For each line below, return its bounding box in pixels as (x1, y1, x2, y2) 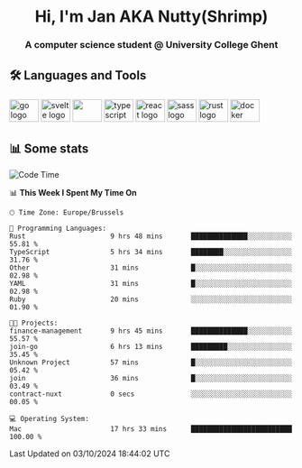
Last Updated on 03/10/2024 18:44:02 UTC (9, 448, 170, 459)
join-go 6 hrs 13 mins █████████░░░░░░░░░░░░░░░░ (9, 343, 293, 352)
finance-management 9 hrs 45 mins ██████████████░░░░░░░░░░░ (9, 326, 293, 335)
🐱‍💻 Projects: (9, 318, 59, 328)
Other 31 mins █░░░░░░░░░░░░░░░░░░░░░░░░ (9, 263, 293, 272)
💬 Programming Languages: (9, 224, 106, 234)
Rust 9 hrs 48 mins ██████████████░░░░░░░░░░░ (9, 232, 293, 241)
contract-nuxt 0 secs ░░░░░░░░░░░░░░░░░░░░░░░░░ (9, 390, 293, 399)
